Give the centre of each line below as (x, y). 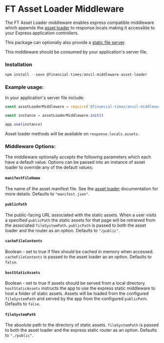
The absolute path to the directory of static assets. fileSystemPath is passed (82, 325)
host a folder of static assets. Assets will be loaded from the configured (77, 294)
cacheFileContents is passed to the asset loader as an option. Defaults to (78, 257)
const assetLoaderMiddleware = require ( (47, 107)
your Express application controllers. (42, 33)
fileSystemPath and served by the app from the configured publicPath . (76, 299)
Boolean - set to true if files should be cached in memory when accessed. (79, 251)
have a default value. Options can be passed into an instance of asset (75, 162)
